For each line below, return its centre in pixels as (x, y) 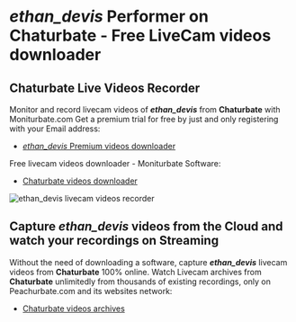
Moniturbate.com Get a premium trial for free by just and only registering (144, 119)
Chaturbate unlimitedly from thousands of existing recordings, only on (140, 282)
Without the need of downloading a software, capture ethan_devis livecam (148, 262)
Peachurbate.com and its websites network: (91, 291)
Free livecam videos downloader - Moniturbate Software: (115, 163)
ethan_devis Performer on (109, 17)
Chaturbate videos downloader (80, 181)
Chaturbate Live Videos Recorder (105, 88)
